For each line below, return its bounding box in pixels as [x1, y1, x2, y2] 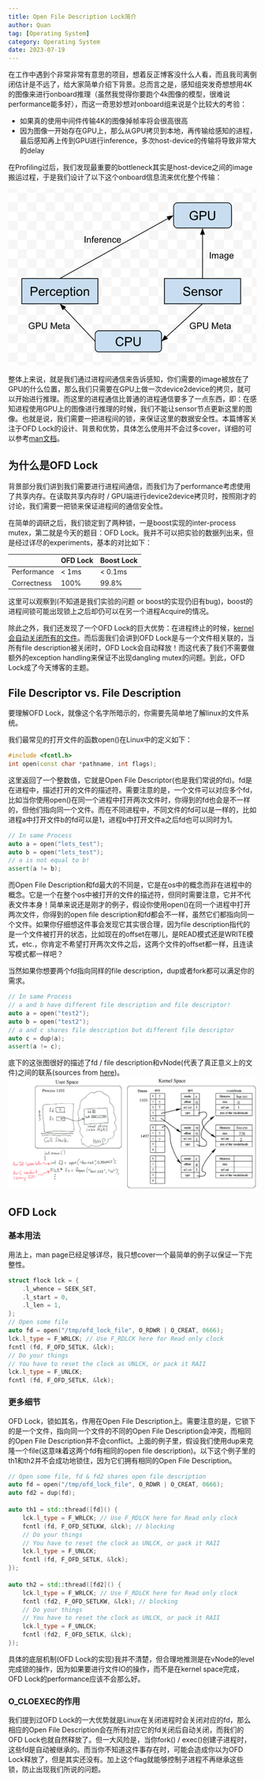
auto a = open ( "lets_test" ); [8, 840, 104, 848]
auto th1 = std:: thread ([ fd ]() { [8, 1506, 118, 1514]
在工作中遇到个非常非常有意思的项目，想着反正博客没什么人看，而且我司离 [8, 70, 250, 79]
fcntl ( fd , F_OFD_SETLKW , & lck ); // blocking [22, 1522, 175, 1531]
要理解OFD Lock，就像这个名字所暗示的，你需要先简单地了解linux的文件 [8, 708, 242, 718]
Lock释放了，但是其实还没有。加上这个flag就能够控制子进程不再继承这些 [8, 1755, 244, 1764]
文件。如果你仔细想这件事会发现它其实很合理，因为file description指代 [14, 920, 244, 929]
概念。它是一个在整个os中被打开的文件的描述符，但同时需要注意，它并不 [8, 890, 244, 900]
